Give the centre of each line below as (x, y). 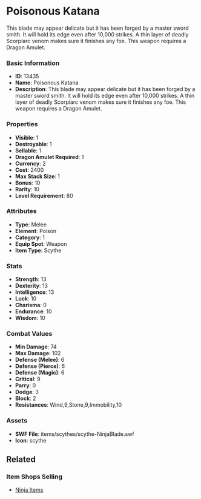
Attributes (21, 211)
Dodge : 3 (27, 392)
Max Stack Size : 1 (38, 176)
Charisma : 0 (31, 305)
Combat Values (29, 334)
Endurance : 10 (33, 311)
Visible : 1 (27, 137)
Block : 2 (25, 398)
